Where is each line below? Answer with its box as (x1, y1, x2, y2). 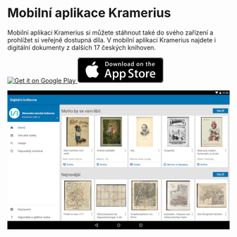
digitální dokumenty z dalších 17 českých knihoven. (7, 43, 157, 51)
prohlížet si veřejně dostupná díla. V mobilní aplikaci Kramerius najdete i (7, 35, 217, 44)
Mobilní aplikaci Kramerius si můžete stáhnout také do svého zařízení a (7, 28, 214, 37)
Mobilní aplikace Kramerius (7, 5, 171, 21)
